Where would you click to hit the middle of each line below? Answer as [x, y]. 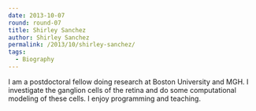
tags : [17, 52]
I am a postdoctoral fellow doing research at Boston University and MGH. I [128, 81]
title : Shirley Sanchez [47, 30]
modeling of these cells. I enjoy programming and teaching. [104, 98]
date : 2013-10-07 [37, 15]
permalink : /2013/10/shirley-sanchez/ [72, 45]
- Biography [35, 60]
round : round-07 [35, 23]
